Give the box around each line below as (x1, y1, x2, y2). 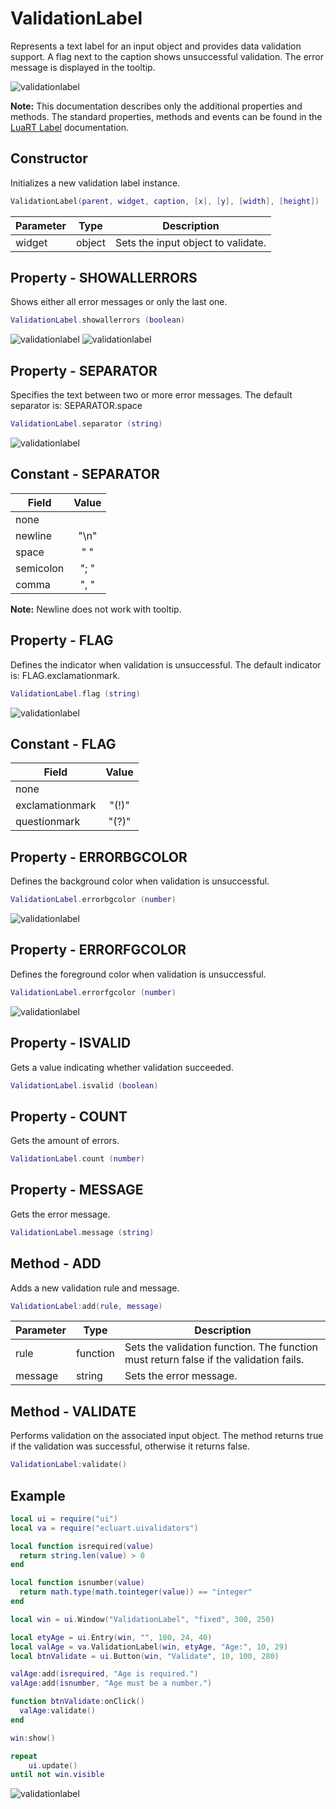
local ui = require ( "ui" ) (10, 1513, 118, 1524)
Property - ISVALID (10, 1035, 132, 1052)
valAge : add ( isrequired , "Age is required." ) (10, 1669, 199, 1679)
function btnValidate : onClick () (10, 1697, 145, 1707)
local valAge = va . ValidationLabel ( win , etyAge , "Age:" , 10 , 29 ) (10, 1642, 289, 1652)
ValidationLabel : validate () (10, 1460, 128, 1470)
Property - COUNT (10, 1108, 128, 1125)
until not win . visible (10, 1770, 105, 1780)
